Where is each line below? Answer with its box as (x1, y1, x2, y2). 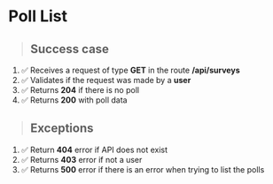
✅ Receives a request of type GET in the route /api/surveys (20, 65, 240, 75)
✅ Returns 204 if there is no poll (20, 85, 139, 95)
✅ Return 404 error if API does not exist (20, 144, 168, 155)
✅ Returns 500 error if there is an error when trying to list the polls (20, 164, 265, 174)
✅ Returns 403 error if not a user (20, 154, 143, 165)
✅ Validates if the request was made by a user (20, 75, 191, 85)
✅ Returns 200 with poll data (20, 95, 128, 105)
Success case (29, 42, 110, 57)
